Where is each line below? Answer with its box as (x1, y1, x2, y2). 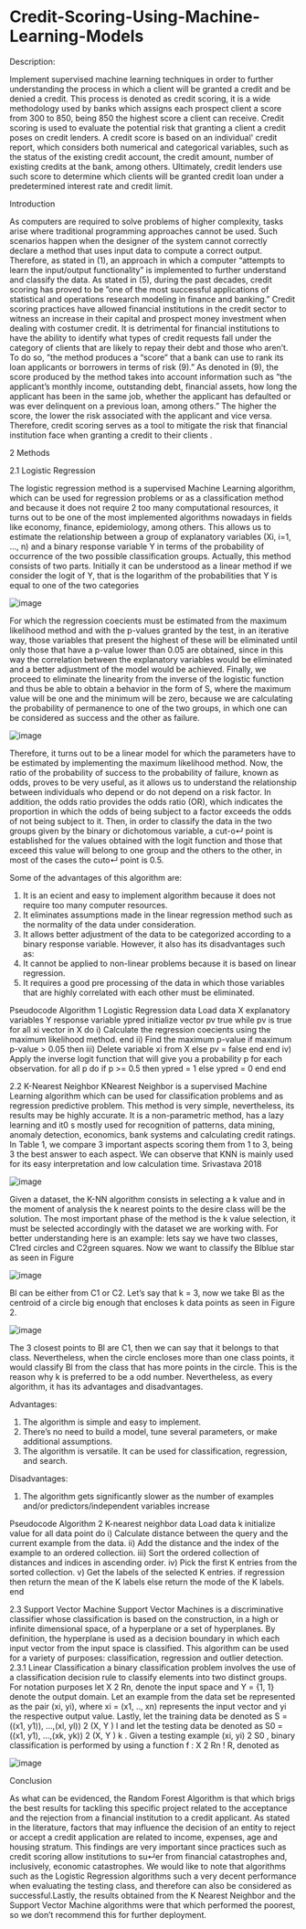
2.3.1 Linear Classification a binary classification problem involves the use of (9, 1661, 297, 1673)
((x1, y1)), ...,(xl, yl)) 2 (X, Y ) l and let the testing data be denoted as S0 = (9, 1720, 283, 1731)
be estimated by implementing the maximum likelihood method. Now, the (9, 757, 283, 768)
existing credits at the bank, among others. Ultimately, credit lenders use (9, 161, 283, 172)
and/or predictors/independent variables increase (22, 1500, 210, 1511)
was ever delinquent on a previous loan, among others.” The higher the (9, 400, 277, 411)
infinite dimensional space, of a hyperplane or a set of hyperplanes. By (9, 1623, 276, 1634)
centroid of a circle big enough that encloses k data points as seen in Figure (9, 1297, 295, 1308)
